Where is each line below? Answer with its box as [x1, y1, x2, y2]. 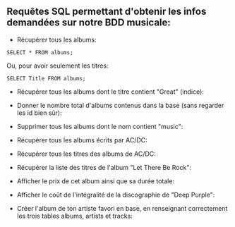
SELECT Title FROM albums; [6, 75, 86, 82]
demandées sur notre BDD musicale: [6, 17, 171, 29]
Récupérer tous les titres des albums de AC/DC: [16, 149, 156, 158]
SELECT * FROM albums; [6, 49, 73, 56]
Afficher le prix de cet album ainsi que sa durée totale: [16, 176, 174, 185]
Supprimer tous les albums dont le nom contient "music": [16, 122, 183, 130]
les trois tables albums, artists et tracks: [16, 211, 133, 220]
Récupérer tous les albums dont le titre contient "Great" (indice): [16, 87, 204, 96]
